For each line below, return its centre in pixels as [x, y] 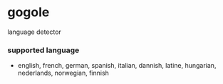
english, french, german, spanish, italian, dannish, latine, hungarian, [117, 66]
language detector [35, 32]
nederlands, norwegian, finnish [63, 73]
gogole [28, 12]
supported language [43, 50]
